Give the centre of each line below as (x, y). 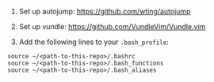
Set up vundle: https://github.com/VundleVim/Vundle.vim (112, 26)
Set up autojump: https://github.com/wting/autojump (105, 11)
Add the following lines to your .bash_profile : (94, 42)
